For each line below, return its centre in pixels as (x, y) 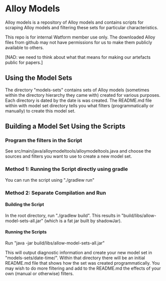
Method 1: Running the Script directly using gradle (67, 169)
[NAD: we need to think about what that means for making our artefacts (78, 57)
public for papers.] (24, 62)
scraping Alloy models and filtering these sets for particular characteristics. (82, 27)
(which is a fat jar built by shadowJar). (83, 221)
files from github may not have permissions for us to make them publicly (79, 42)
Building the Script (25, 204)
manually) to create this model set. (40, 111)
